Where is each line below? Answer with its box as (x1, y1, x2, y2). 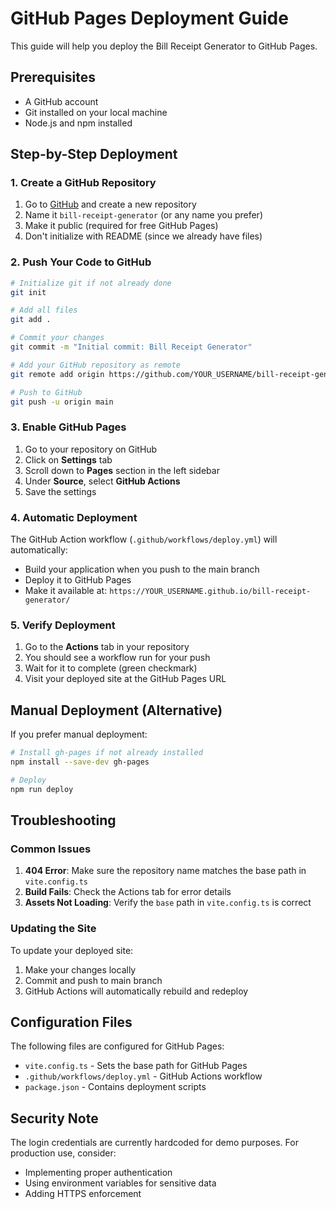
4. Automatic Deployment (10, 510, 138, 524)
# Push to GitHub (10, 387, 83, 397)
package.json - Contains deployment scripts (24, 1081, 207, 1093)
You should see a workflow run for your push (24, 652, 211, 664)
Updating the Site (10, 922, 97, 936)
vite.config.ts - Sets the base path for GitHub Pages (24, 1060, 248, 1072)
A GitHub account (24, 95, 99, 107)
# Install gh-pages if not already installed (10, 748, 203, 758)
